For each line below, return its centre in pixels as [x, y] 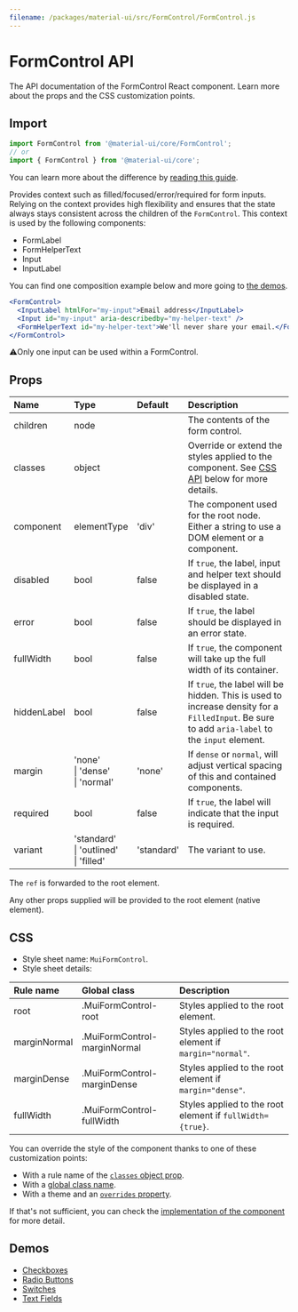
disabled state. [218, 596]
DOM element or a [226, 538]
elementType [101, 527]
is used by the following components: [78, 223]
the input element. [226, 740]
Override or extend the [235, 445]
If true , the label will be [235, 684]
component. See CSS [232, 468]
